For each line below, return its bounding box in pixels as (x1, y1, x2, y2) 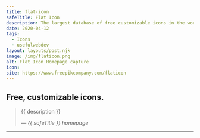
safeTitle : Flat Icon (6, 14, 60, 20)
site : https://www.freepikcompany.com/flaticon (6, 70, 127, 76)
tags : (6, 31, 20, 37)
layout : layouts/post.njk (6, 48, 70, 54)
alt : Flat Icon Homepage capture (6, 59, 89, 65)
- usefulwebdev (11, 42, 49, 48)
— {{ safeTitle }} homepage (20, 119, 89, 127)
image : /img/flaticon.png (6, 53, 70, 59)
